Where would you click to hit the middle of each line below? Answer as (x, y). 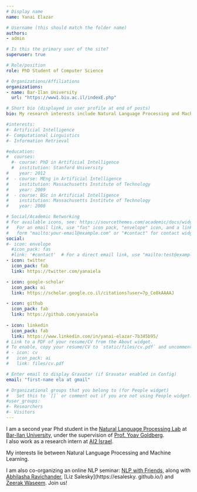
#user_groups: (23, 401)
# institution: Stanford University (57, 168)
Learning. (18, 458)
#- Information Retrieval (38, 141)
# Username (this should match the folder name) (67, 28)
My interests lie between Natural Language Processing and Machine (89, 453)
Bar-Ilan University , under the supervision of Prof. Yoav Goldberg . (85, 435)
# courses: (21, 157)
